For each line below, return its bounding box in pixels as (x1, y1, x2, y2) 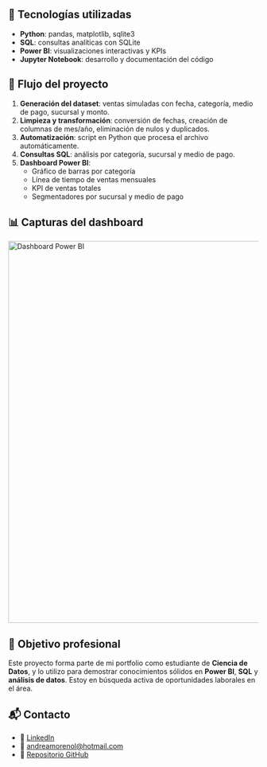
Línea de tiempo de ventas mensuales (31, 174, 157, 184)
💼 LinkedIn (19, 733, 55, 742)
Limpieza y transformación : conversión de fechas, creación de (19, 115, 228, 125)
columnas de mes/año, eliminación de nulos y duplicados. (19, 124, 211, 134)
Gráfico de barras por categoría (31, 166, 136, 176)
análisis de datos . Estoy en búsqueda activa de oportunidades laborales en (8, 676, 256, 685)
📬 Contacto (8, 707, 71, 721)
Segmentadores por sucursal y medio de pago (31, 192, 184, 201)
